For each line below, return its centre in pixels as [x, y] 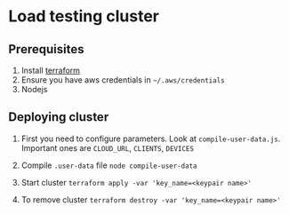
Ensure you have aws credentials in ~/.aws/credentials [123, 80]
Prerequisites [46, 49]
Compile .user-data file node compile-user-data [109, 165]
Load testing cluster [84, 16]
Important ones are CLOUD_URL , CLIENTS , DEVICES [108, 147]
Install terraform [51, 70]
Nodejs [34, 89]
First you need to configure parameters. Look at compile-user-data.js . [151, 139]
